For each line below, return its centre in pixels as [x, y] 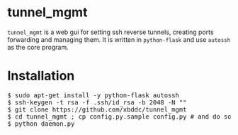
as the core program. [38, 47]
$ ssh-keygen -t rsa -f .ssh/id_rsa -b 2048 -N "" [97, 102]
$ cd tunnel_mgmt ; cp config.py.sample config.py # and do [114, 117]
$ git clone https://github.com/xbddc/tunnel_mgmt [97, 109]
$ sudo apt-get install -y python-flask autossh [93, 95]
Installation [41, 76]
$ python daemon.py [41, 124]
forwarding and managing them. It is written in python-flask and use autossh [119, 39]
